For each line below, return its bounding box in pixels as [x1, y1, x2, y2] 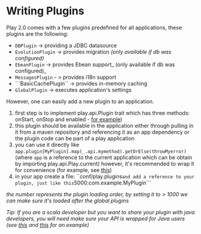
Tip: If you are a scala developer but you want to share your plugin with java [6, 208, 195, 215]
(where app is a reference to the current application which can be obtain [14, 153, 193, 161]
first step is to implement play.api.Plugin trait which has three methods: [14, 109, 190, 116]
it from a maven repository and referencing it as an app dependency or [14, 128, 190, 136]
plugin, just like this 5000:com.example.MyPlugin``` [14, 179, 151, 186]
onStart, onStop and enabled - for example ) [14, 115, 123, 123]
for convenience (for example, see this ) [14, 166, 112, 174]
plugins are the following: [6, 30, 69, 37]
